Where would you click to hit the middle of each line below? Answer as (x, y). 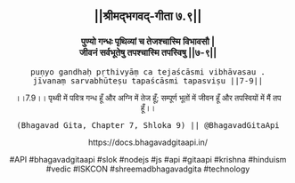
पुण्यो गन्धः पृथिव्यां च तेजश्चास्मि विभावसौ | (148, 42)
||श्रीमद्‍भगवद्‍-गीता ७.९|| (148, 16)
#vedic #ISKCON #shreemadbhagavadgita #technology (148, 169)
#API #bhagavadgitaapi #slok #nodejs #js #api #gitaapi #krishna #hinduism (148, 159)
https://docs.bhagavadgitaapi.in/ (148, 142)
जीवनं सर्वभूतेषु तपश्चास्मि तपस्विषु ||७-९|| (148, 52)
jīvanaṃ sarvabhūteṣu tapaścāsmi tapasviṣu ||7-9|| (148, 80)
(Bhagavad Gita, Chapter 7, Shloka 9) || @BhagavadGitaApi (147, 125)
